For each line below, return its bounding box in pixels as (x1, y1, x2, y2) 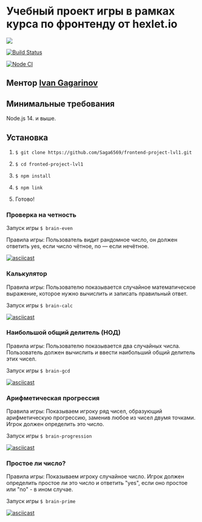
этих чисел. (6, 355, 37, 362)
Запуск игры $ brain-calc (6, 302, 73, 309)
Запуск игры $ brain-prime (6, 498, 76, 505)
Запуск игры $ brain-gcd (6, 367, 70, 374)
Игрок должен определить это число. (6, 421, 104, 428)
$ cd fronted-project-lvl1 (15, 161, 84, 168)
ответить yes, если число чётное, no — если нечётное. (6, 243, 149, 250)
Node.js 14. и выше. (6, 115, 56, 122)
